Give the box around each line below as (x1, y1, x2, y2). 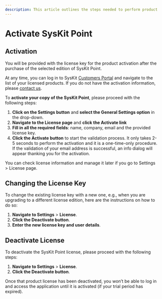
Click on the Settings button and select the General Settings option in (12, 109, 155, 115)
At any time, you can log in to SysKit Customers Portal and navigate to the (5, 75, 153, 81)
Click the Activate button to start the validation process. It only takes (12, 135, 151, 141)
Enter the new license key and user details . (12, 222, 101, 228)
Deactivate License (5, 236, 65, 245)
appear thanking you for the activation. (12, 150, 90, 156)
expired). (5, 289, 23, 295)
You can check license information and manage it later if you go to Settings (5, 160, 156, 166)
